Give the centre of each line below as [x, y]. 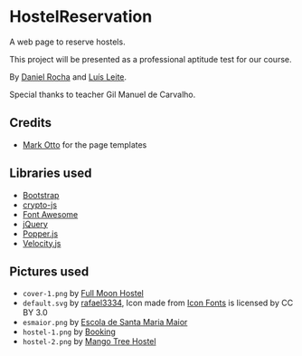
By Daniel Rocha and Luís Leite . [68, 77]
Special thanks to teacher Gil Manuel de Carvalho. [103, 94]
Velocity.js [42, 243]
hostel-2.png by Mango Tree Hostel [89, 342]
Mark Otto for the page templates [85, 144]
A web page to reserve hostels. [67, 42]
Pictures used [49, 271]
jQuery [35, 224]
